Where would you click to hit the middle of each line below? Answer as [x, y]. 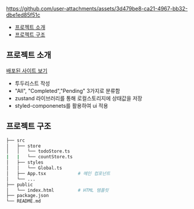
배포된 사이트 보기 [27, 70]
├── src [16, 140]
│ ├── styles [25, 163]
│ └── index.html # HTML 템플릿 [58, 190]
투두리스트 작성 [32, 83]
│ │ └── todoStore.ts [38, 151]
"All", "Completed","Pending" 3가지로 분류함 [67, 91]
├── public [20, 185]
